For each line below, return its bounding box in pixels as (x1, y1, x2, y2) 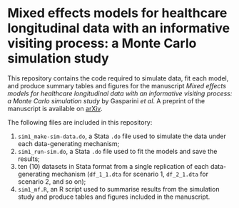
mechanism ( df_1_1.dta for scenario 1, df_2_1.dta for (51, 170, 209, 178)
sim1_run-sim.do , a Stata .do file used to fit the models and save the (17, 147, 218, 155)
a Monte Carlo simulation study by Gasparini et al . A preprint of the (7, 96, 205, 105)
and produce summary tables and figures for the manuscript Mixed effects (7, 81, 227, 90)
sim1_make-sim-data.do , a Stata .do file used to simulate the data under (17, 132, 226, 140)
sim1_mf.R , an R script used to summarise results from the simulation (17, 184, 220, 193)
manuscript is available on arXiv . (7, 104, 103, 113)
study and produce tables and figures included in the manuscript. (17, 192, 210, 201)
